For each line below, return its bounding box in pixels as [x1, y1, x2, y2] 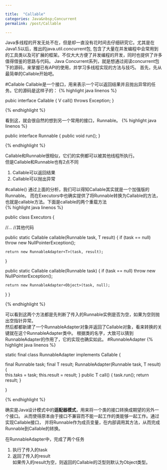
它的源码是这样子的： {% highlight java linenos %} [13, 88, 117, 94]
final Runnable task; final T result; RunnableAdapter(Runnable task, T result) [5, 361, 161, 367]
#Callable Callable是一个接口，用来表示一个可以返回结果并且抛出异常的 [5, 81, 152, 87]
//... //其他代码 [5, 225, 34, 231]
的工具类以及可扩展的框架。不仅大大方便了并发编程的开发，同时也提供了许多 [5, 52, 163, 58]
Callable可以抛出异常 [12, 176, 56, 182]
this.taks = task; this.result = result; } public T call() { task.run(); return [5, 372, 149, 378]
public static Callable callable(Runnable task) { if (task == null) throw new [5, 268, 156, 274]
